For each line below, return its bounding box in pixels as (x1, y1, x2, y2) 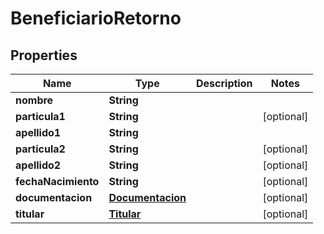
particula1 (15, 110, 66, 123)
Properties (10, 47, 78, 64)
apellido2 (15, 158, 62, 172)
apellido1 (15, 126, 62, 139)
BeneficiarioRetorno (10, 7, 182, 30)
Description (196, 77, 253, 90)
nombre (15, 93, 54, 107)
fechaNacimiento (15, 175, 100, 188)
